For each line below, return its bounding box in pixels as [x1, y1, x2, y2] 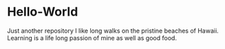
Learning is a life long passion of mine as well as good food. [7, 33, 178, 42]
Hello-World [7, 4, 78, 20]
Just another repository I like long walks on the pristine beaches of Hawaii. [7, 27, 219, 35]
